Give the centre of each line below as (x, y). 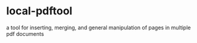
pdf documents (25, 33)
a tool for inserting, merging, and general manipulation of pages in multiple (98, 27)
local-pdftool (39, 11)
